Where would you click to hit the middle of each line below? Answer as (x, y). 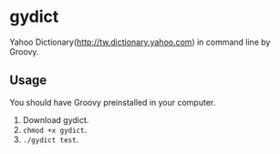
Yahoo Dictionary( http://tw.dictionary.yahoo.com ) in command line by (140, 42)
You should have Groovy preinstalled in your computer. (113, 102)
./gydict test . (51, 139)
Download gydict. (56, 119)
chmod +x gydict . (55, 129)
